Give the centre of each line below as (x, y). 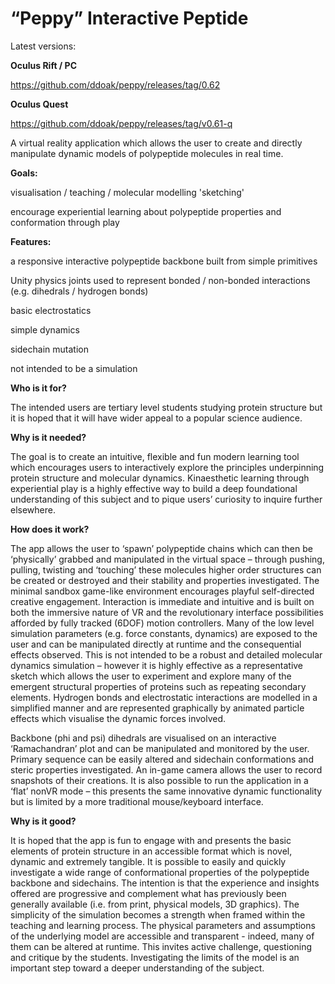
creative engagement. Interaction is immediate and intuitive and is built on (162, 601)
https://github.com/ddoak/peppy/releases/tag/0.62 (115, 84)
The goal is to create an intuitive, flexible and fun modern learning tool (155, 456)
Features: (31, 241)
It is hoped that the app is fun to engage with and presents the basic (151, 840)
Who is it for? (38, 388)
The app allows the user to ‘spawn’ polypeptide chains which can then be (161, 548)
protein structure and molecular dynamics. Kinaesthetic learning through (160, 478)
